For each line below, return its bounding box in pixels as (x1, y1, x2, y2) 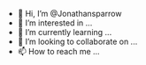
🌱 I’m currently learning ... (17, 27, 112, 37)
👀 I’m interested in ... (17, 18, 93, 28)
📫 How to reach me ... (17, 47, 100, 56)
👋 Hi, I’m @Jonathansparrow (17, 9, 122, 18)
